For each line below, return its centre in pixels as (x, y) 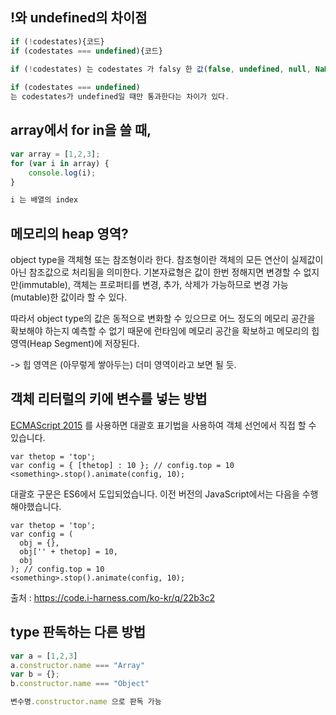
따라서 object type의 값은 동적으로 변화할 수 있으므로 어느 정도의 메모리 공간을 (163, 319)
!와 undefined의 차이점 (79, 18)
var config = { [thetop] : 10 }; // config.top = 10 (122, 465)
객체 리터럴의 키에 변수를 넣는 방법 (109, 399)
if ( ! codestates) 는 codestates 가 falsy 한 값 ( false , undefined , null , (161, 69)
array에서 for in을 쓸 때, (81, 130)
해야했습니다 (35, 506)
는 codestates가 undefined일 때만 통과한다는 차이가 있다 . (120, 97)
